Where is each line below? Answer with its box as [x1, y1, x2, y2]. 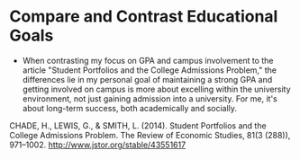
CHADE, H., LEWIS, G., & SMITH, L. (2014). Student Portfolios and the [9, 119, 268, 131]
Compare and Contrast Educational [9, 6, 278, 27]
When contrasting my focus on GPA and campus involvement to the [22, 55, 274, 66]
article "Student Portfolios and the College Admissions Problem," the [22, 65, 277, 75]
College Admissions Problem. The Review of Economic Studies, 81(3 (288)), [9, 129, 291, 140]
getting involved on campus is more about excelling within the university [22, 84, 291, 94]
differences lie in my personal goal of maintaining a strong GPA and [22, 74, 273, 84]
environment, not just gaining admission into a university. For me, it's [22, 93, 277, 104]
